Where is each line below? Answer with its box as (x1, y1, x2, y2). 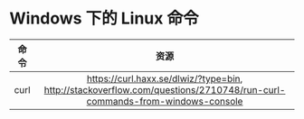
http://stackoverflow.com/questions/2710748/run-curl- (43, 83, 286, 96)
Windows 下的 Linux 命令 (9, 8, 199, 29)
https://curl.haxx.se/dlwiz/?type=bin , (86, 72, 243, 85)
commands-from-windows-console (86, 95, 243, 107)
